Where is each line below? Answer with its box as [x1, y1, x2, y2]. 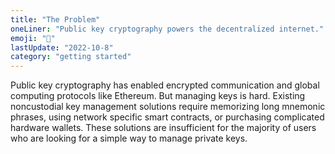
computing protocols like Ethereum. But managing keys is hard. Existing [10, 90, 306, 102]
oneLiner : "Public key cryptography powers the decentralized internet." [10, 24, 325, 34]
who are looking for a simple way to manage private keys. [10, 132, 248, 145]
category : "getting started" [10, 52, 132, 62]
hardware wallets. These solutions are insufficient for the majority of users [10, 122, 317, 134]
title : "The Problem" [10, 14, 101, 25]
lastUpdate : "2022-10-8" [10, 42, 114, 53]
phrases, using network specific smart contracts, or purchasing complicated [10, 111, 325, 123]
